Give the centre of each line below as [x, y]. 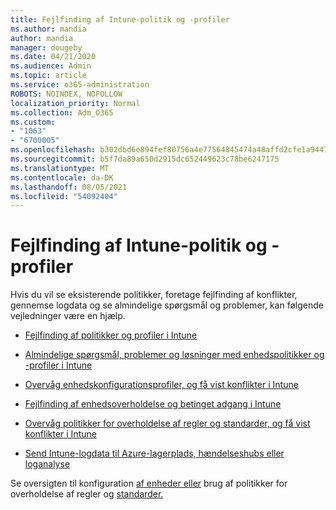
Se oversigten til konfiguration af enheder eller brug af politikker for [149, 483]
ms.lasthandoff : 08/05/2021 [69, 187]
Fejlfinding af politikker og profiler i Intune [111, 335]
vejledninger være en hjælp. [68, 316]
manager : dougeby [46, 47]
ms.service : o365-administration [80, 85]
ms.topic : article [48, 76]
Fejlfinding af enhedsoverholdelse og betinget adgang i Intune [153, 404]
